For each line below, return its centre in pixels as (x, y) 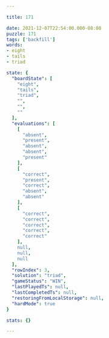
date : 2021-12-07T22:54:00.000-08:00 (54, 28)
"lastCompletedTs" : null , (45, 293)
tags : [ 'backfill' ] (31, 39)
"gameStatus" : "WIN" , (39, 281)
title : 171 (20, 17)
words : (15, 45)
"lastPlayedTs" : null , (40, 287)
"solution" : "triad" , (39, 276)
